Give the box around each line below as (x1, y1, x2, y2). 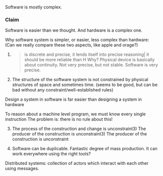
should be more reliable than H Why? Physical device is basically (24, 57, 155, 63)
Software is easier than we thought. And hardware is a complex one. (5, 27, 143, 33)
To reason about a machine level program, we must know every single (5, 111, 146, 117)
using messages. (5, 166, 40, 172)
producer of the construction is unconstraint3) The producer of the (12, 131, 147, 137)
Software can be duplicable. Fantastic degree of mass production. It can (12, 146, 158, 152)
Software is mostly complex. (5, 4, 62, 10)
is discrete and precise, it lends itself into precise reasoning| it (24, 51, 149, 58)
